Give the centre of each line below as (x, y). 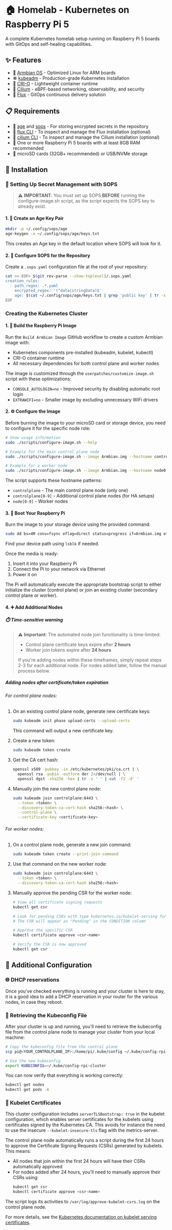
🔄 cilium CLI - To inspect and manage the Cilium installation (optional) (86, 137)
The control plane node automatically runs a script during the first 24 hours (84, 1140)
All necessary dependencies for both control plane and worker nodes (86, 363)
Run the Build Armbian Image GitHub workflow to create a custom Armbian (84, 337)
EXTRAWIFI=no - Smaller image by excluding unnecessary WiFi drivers (85, 399)
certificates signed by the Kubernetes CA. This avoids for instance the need (85, 1125)
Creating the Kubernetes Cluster (47, 313)
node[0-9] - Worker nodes (40, 501)
